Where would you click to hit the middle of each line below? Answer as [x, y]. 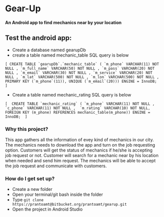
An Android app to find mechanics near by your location [63, 22]
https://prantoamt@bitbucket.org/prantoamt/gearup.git [69, 205]
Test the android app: [39, 38]
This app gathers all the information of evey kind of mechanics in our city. [80, 139]
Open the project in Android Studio [47, 209]
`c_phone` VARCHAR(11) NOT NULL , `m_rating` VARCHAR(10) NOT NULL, [78, 108]
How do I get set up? [30, 179]
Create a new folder [32, 189]
